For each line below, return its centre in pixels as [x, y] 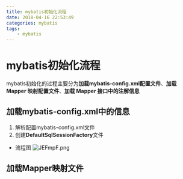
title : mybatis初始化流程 [36, 12]
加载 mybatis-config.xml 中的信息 [68, 112]
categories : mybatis [32, 23]
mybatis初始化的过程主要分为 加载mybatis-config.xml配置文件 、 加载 [91, 83]
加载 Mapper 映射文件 [45, 168]
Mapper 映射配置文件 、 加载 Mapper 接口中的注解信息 [73, 91]
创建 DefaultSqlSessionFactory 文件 [59, 135]
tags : [13, 29]
